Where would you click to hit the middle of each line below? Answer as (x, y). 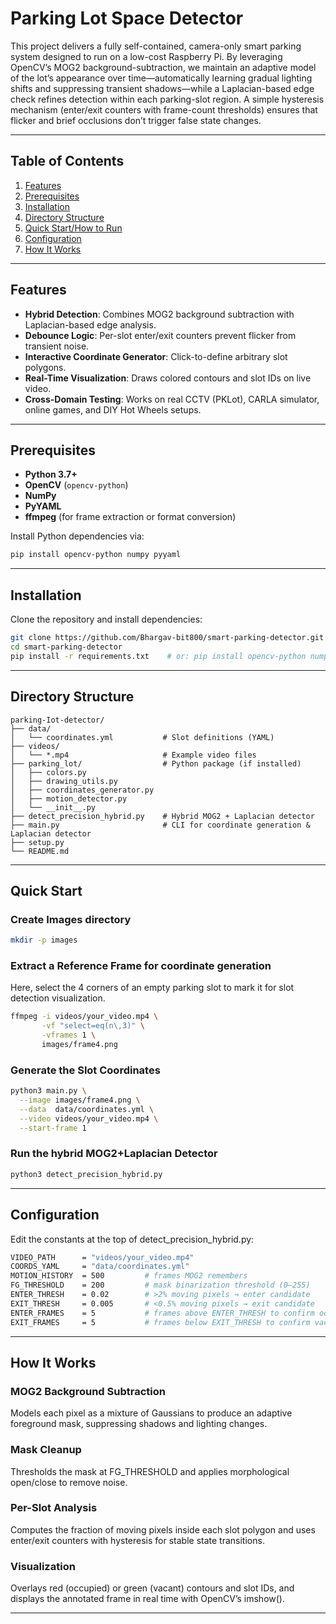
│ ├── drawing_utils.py (64, 781)
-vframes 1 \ (69, 1035)
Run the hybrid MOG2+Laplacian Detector (114, 1154)
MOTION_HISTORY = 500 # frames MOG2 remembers (129, 1276)
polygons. (45, 367)
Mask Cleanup (46, 1450)
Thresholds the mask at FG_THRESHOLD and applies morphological (150, 1471)
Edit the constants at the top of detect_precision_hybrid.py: (132, 1239)
